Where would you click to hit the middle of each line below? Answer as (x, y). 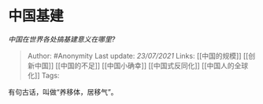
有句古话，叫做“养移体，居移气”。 (63, 91)
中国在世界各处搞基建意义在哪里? (62, 39)
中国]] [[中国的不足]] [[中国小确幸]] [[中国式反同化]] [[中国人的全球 (141, 65)
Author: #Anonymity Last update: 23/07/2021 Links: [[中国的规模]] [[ (138, 56)
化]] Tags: (43, 75)
